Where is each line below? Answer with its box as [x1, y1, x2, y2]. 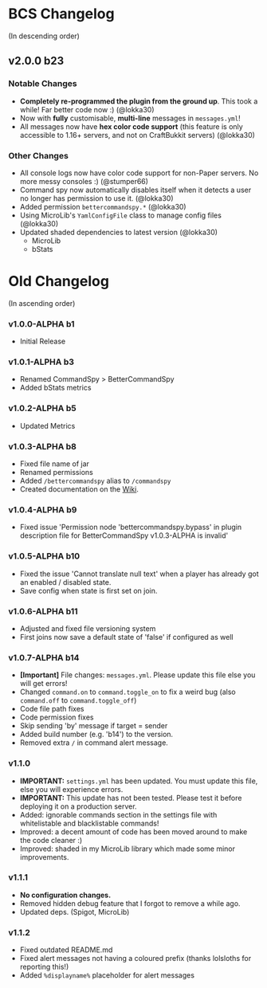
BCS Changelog [8, 5, 115, 23]
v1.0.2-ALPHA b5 [8, 403, 77, 414]
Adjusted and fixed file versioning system [19, 623, 156, 633]
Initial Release [19, 336, 66, 347]
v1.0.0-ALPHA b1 [8, 318, 75, 329]
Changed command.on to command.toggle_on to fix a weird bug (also [19, 687, 237, 697]
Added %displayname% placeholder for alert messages [19, 970, 195, 980]
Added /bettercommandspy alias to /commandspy [19, 476, 171, 486]
